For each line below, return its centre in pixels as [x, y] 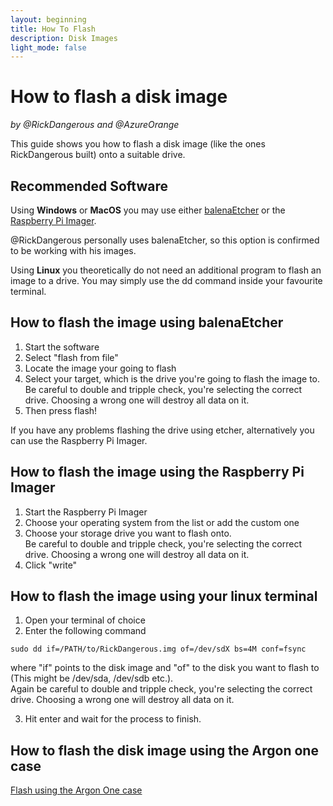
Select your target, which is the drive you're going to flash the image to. [172, 378]
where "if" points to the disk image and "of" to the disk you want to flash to [165, 668]
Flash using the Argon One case [76, 790]
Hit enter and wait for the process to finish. [113, 719]
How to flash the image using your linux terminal [164, 596]
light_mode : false [48, 47]
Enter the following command [85, 631]
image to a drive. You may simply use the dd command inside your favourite [166, 280]
